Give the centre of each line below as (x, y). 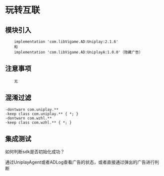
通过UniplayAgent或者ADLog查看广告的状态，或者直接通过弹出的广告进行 (80, 162)
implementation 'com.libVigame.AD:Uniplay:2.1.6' (66, 42)
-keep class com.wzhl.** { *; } (38, 122)
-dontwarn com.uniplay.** (32, 110)
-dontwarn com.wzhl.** (28, 118)
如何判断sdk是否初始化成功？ (35, 152)
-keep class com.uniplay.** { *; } (42, 114)
